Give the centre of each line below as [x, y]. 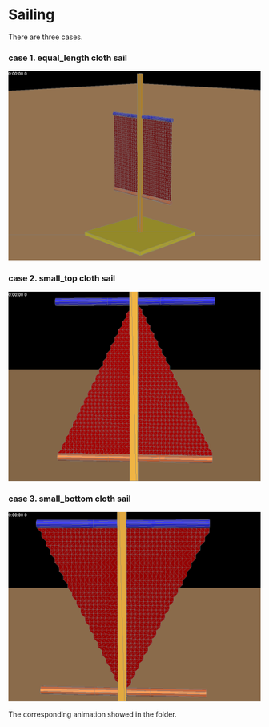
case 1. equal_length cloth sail [68, 58]
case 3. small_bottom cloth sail [70, 499]
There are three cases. [46, 37]
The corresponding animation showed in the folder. [93, 714]
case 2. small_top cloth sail [62, 278]
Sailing [32, 15]
